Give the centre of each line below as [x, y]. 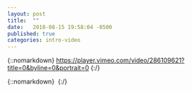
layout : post [27, 14]
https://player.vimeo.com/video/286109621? [120, 60]
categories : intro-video [44, 40]
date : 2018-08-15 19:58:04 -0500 [60, 27]
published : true [31, 34]
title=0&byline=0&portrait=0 [49, 68]
